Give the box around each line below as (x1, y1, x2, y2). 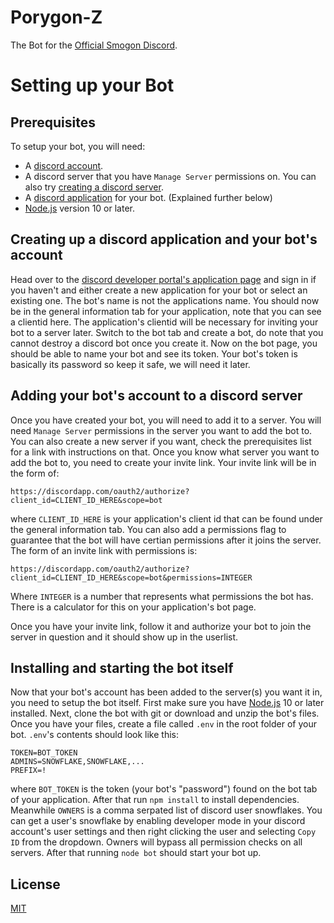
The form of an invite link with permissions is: (10, 544, 198, 556)
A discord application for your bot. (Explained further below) (24, 191, 273, 203)
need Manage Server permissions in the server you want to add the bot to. (10, 424, 313, 436)
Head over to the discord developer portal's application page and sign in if (10, 273, 317, 285)
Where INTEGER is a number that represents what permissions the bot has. (10, 590, 314, 602)
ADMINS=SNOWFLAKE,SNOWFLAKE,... (10, 757, 145, 767)
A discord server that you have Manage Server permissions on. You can (24, 170, 317, 182)
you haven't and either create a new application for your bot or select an (10, 284, 308, 296)
